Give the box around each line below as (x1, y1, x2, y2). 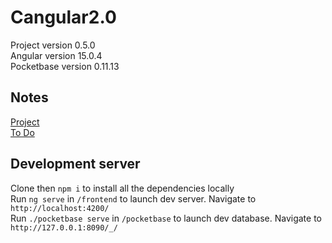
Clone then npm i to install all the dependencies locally (10, 182, 235, 194)
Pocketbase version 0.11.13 (10, 60, 120, 72)
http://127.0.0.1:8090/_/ (10, 222, 118, 233)
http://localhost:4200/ (10, 203, 110, 213)
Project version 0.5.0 (10, 39, 96, 51)
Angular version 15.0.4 (10, 49, 103, 61)
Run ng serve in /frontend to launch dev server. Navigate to (10, 192, 257, 205)
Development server (10, 156, 141, 173)
